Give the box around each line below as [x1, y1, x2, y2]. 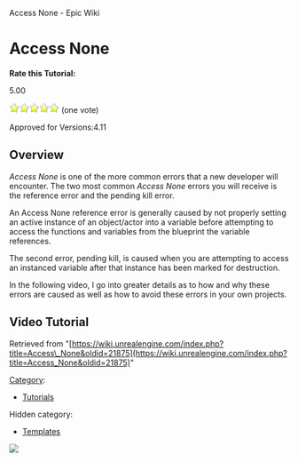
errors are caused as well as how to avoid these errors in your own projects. [9, 289, 287, 299]
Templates [21, 426, 60, 436]
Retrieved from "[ [9, 338, 73, 349]
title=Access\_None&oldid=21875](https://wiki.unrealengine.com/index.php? [9, 347, 288, 358]
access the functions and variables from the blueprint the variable [9, 226, 250, 236]
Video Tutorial [9, 315, 90, 330]
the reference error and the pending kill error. [9, 190, 175, 201]
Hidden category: [9, 409, 74, 419]
